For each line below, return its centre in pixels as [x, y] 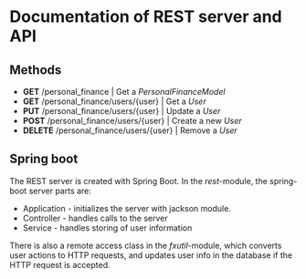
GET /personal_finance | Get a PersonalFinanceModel [124, 92]
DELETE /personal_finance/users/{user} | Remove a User [130, 130]
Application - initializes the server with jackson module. [127, 208]
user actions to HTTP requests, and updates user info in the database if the [151, 255]
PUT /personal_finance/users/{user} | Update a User [121, 111]
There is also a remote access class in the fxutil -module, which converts [146, 245]
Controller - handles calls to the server [95, 218]
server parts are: [60, 191]
